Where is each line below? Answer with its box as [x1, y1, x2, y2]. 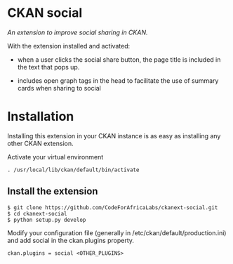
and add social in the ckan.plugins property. [7, 236, 135, 244]
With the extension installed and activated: [7, 41, 131, 50]
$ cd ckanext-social [7, 210, 68, 217]
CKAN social [7, 5, 83, 21]
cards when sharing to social [17, 84, 102, 92]
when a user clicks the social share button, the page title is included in [17, 55, 221, 64]
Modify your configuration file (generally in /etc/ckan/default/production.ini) [7, 228, 227, 237]
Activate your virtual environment [7, 152, 104, 161]
